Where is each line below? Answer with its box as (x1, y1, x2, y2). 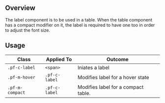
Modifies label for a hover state (78, 74, 149, 81)
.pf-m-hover (7, 74, 36, 80)
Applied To (46, 56, 72, 62)
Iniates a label (78, 64, 110, 71)
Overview (5, 4, 36, 12)
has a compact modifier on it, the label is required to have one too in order (5, 22, 155, 28)
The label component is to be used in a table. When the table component (5, 17, 152, 22)
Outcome (106, 56, 129, 62)
